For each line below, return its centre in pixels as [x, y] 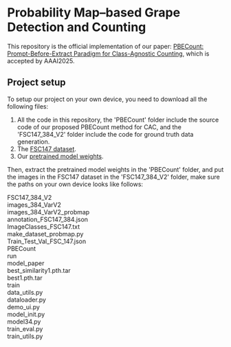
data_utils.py [25, 292]
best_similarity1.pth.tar [39, 270]
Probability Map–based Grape [94, 13]
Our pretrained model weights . [60, 156]
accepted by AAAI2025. [41, 60]
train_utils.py [25, 336]
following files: [28, 106]
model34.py [24, 322]
